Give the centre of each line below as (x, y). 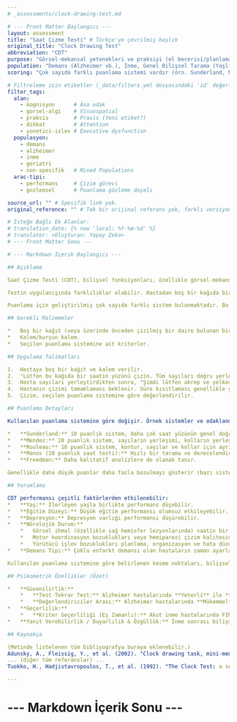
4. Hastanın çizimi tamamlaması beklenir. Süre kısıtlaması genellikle (116, 389)
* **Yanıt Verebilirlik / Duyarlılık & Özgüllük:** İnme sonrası (109, 621)
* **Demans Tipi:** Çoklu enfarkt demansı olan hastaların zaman (109, 551)
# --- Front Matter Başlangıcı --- (60, 26)
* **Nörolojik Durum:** (45, 525)
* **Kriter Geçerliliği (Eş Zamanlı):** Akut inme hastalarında (120, 615)
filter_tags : (26, 92)
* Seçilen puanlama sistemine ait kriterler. (79, 344)
